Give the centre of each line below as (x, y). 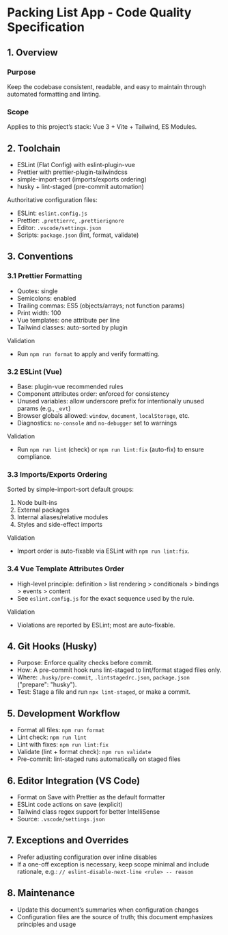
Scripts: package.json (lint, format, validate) (78, 235)
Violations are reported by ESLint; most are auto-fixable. (96, 625)
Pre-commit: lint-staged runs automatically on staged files (99, 759)
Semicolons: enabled (46, 298)
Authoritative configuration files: (52, 199)
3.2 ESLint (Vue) (35, 371)
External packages (43, 510)
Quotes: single (37, 291)
